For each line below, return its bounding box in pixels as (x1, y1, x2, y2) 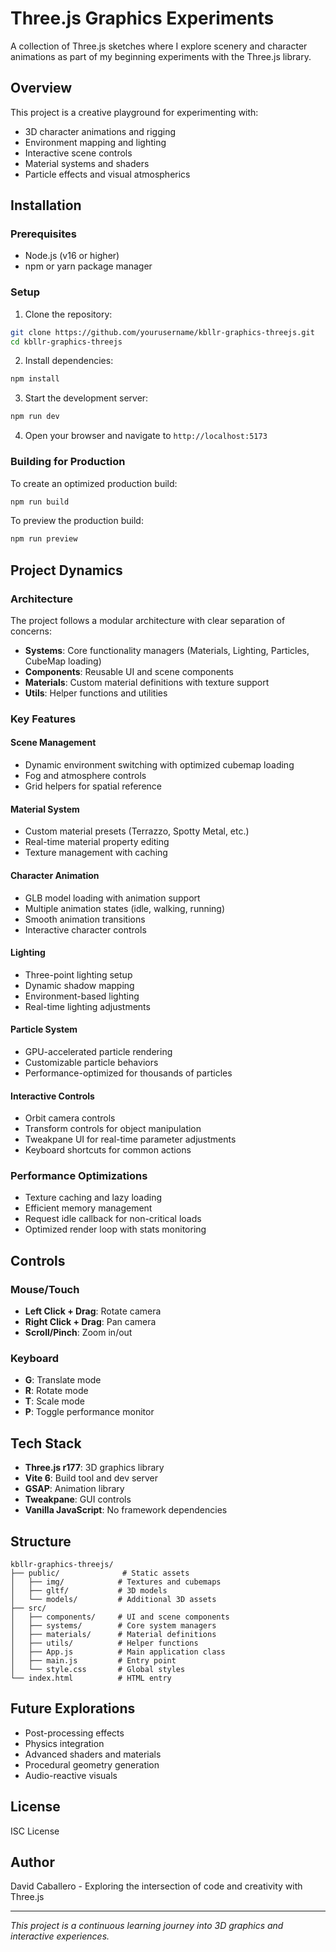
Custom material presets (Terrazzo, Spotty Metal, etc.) (24, 825, 250, 837)
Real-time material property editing (24, 836, 170, 848)
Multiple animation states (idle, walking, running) (24, 902, 226, 914)
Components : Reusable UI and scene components (24, 665, 234, 677)
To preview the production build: (10, 515, 144, 527)
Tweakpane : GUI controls (24, 1493, 132, 1506)
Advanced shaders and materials (24, 1748, 162, 1760)
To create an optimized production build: (10, 477, 178, 489)
